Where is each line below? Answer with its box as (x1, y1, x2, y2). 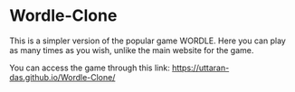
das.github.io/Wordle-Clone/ (9, 71, 116, 82)
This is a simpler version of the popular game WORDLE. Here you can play (9, 35, 287, 46)
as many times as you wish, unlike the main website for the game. (9, 44, 254, 55)
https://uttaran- (171, 62, 230, 73)
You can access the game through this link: (9, 62, 170, 73)
